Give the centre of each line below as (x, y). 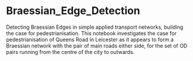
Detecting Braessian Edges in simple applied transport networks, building (95, 27)
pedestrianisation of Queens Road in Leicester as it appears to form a (90, 39)
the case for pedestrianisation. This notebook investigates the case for (92, 33)
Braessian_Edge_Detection (73, 11)
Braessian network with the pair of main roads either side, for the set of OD (97, 46)
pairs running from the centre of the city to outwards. (70, 52)
